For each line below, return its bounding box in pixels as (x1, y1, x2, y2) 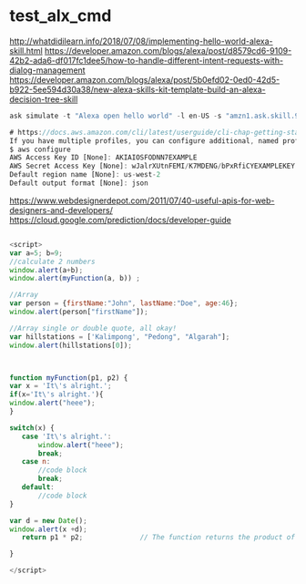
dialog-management (9, 65, 86, 76)
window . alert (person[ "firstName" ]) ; (9, 307, 148, 317)
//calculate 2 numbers (9, 257, 96, 266)
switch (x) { (9, 423, 55, 433)
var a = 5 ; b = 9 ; (9, 248, 64, 258)
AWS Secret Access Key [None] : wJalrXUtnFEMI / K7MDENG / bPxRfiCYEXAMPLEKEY (9, 161, 296, 171)
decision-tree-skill (9, 93, 78, 105)
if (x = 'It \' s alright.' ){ (9, 390, 104, 399)
